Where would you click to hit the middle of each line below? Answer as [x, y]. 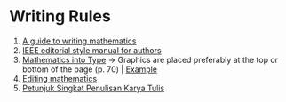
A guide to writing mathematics [79, 41]
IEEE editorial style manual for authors [91, 50]
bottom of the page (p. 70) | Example [90, 69]
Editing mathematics [60, 78]
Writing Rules [60, 16]
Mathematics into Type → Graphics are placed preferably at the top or [150, 59]
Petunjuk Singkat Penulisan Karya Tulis [93, 88]
